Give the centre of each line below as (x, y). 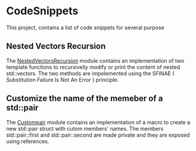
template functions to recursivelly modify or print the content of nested (93, 67)
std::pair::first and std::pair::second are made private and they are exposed (98, 135)
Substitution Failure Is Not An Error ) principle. (63, 79)
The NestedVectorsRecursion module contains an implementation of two (95, 60)
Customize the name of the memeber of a (85, 99)
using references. (28, 141)
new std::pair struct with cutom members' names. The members (85, 128)
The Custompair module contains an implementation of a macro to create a (98, 122)
